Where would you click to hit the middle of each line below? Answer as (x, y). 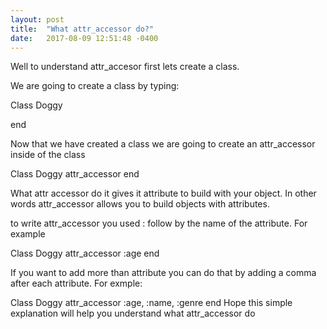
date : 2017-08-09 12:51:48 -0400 (84, 38)
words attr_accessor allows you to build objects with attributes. (140, 204)
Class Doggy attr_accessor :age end (85, 253)
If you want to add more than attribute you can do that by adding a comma (163, 273)
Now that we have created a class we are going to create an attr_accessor (163, 144)
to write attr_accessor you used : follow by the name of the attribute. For (159, 223)
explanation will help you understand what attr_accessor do (133, 313)
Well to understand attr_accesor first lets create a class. (125, 67)
